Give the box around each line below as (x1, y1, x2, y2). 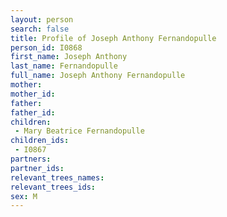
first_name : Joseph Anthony (10, 52, 128, 62)
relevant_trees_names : (10, 172, 105, 183)
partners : (10, 154, 52, 164)
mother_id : (10, 89, 56, 99)
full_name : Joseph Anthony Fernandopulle (10, 71, 186, 81)
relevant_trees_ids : (10, 182, 97, 192)
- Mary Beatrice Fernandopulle (14, 126, 145, 136)
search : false (10, 24, 70, 34)
